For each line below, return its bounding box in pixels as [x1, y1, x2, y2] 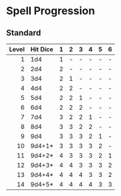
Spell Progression [6, 4, 95, 18]
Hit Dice [30, 46, 53, 53]
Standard [6, 28, 42, 38]
